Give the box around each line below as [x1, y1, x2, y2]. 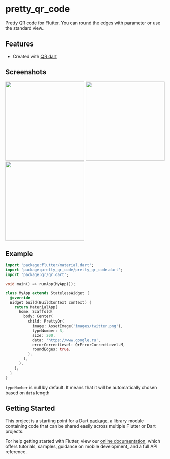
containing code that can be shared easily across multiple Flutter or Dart [5, 423, 156, 429]
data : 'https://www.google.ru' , [32, 337, 101, 343]
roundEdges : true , [32, 347, 71, 352]
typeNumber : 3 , [32, 328, 65, 333]
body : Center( [23, 314, 53, 319]
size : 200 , [32, 333, 56, 338]
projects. [5, 428, 24, 435]
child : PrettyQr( [27, 319, 65, 324]
